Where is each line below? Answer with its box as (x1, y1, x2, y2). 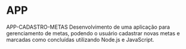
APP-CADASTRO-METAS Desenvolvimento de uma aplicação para (6, 23, 170, 30)
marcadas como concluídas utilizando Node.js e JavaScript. (6, 36, 154, 43)
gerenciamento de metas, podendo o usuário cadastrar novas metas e (6, 29, 180, 36)
